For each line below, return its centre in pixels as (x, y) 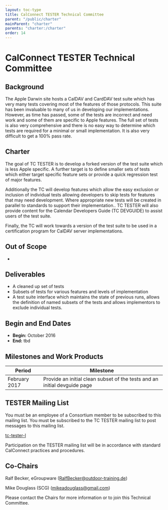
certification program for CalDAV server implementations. (64, 231)
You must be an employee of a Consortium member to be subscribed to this (83, 415)
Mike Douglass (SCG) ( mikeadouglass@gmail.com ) (58, 487)
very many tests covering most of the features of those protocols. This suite (83, 104)
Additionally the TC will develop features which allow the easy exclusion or (82, 189)
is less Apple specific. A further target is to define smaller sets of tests (77, 169)
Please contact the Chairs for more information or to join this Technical (78, 497)
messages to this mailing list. (35, 425)
